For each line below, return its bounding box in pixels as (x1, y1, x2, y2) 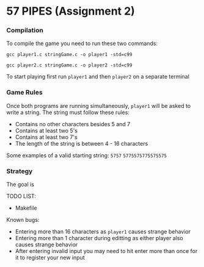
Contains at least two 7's (15, 133, 78, 141)
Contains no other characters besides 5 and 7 (15, 120, 131, 127)
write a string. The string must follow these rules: (6, 109, 130, 116)
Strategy (6, 166, 33, 175)
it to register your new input (15, 254, 86, 262)
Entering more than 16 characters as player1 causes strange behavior (15, 228, 191, 235)
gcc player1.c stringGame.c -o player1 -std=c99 (6, 52, 133, 58)
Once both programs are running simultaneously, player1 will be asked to (6, 102, 191, 109)
